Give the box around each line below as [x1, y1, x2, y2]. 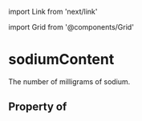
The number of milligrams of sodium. [8, 76, 131, 87]
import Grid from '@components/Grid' [8, 22, 135, 31]
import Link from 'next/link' [8, 7, 98, 16]
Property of [8, 100, 67, 114]
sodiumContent [8, 50, 115, 69]
